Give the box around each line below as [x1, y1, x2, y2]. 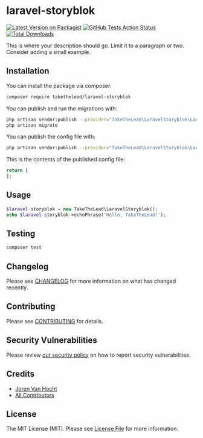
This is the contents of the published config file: [6, 156, 125, 163]
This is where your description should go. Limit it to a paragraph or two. [6, 42, 184, 49]
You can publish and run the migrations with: [6, 104, 118, 112]
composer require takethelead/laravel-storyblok [6, 93, 131, 100]
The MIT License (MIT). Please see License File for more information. [6, 425, 178, 433]
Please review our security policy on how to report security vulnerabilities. [6, 351, 191, 359]
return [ [6, 167, 28, 174]
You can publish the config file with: [6, 133, 95, 140]
